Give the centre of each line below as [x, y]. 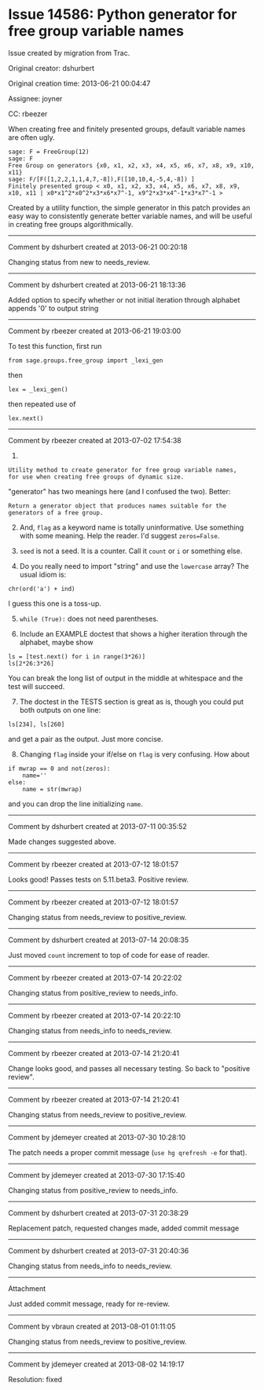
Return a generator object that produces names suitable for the [117, 506]
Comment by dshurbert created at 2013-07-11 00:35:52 [97, 826]
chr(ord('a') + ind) [42, 589]
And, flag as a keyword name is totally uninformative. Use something [132, 527]
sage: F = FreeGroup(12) [49, 152]
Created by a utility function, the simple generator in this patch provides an [129, 207]
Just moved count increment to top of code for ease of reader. [109, 955]
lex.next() [26, 418]
